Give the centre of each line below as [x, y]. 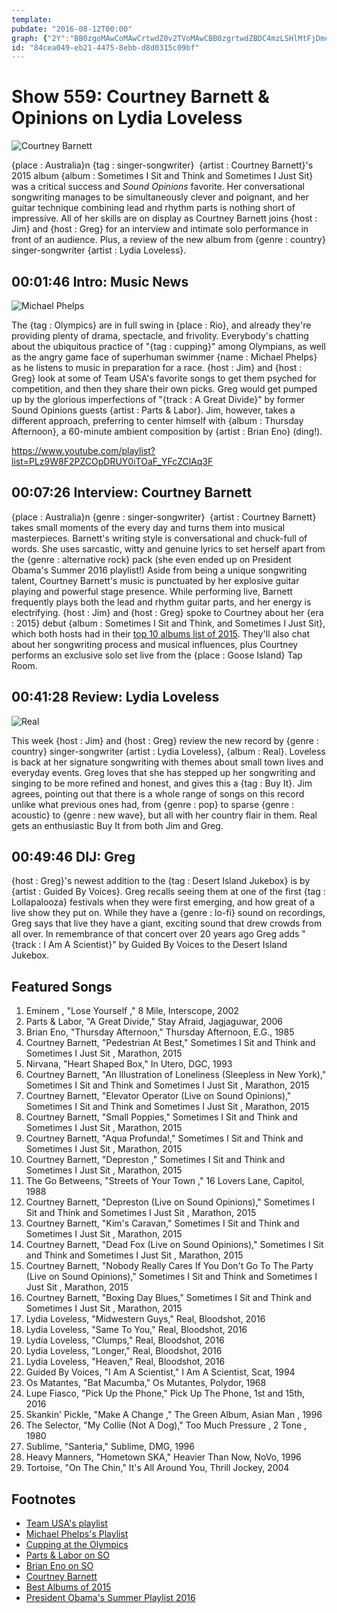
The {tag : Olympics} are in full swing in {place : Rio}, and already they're [161, 325]
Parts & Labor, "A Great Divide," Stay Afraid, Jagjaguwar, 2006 [154, 1022]
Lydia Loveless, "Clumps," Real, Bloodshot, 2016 [125, 1340]
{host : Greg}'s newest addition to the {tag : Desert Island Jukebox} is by [161, 881]
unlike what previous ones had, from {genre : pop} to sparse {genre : [153, 804]
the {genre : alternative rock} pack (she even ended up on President [151, 559]
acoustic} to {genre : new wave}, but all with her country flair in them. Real [164, 815]
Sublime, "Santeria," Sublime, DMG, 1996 [110, 1447]
